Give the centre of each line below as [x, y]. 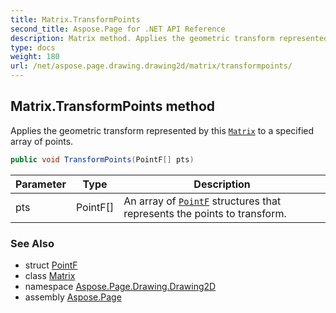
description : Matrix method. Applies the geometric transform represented [169, 38]
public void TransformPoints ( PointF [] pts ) [102, 159]
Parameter [41, 184]
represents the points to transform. [205, 213]
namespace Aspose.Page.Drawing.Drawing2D [120, 286]
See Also [32, 243]
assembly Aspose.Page [73, 297]
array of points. [42, 141]
